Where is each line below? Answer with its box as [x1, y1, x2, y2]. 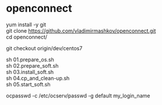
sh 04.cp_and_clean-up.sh [6, 75, 70, 82]
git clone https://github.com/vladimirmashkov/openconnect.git [6, 27, 156, 34]
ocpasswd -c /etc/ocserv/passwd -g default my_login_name [6, 92, 150, 99]
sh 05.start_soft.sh [6, 80, 51, 87]
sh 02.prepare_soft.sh [6, 62, 59, 69]
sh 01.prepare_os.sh [6, 56, 54, 63]
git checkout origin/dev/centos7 [6, 44, 83, 51]
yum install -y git [6, 21, 47, 28]
